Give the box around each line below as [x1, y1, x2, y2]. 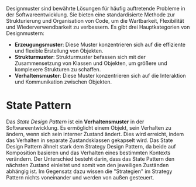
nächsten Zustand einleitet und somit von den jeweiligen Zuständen [6, 161, 169, 168]
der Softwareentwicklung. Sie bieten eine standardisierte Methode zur [6, 11, 176, 18]
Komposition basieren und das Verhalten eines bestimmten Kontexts [6, 149, 171, 156]
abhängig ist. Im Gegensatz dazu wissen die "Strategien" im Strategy [6, 168, 173, 175]
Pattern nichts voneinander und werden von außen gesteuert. [6, 174, 154, 181]
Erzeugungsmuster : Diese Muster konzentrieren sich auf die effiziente [14, 41, 186, 48]
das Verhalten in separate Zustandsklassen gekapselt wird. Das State [6, 137, 173, 144]
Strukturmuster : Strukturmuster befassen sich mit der [14, 54, 146, 60]
